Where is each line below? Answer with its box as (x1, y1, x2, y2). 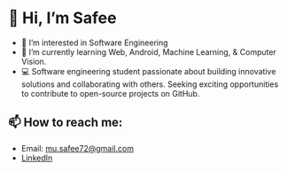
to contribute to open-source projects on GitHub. (20, 88, 200, 98)
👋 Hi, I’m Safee (8, 8, 117, 28)
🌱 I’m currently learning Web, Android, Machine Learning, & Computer (20, 46, 276, 57)
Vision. (20, 56, 47, 66)
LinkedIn (20, 152, 53, 163)
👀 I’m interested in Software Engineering (20, 37, 169, 48)
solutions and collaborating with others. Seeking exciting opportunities (20, 79, 279, 89)
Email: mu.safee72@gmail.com (20, 143, 135, 153)
